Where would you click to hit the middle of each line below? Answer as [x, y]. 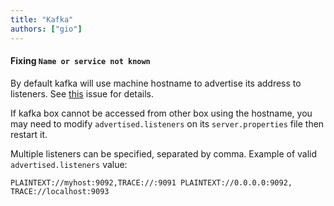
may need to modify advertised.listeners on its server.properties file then [167, 123]
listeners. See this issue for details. [82, 93]
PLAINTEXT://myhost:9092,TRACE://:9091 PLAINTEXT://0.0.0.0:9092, [151, 182]
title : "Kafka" [42, 19]
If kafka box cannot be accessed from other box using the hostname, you [161, 113]
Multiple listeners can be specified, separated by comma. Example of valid [164, 153]
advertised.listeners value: [69, 164]
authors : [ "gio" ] [46, 29]
